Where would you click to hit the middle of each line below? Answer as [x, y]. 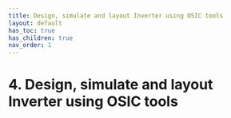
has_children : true [41, 38]
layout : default [35, 23]
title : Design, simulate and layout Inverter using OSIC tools [116, 16]
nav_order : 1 [30, 45]
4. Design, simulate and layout [111, 85]
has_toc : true [32, 30]
